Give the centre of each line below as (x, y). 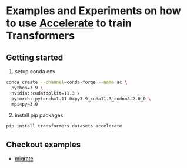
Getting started (35, 57)
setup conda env (35, 71)
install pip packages (39, 115)
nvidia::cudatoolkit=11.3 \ (46, 93)
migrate (24, 159)
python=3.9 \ (27, 88)
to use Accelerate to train (69, 23)
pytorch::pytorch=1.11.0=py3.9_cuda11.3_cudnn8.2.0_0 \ (81, 99)
